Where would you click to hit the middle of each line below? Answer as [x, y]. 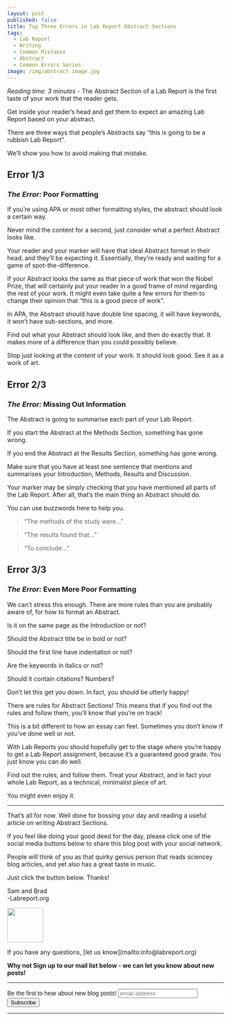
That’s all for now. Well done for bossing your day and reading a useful [107, 815]
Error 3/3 [27, 570]
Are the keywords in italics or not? [55, 665]
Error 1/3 [26, 174]
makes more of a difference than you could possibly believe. [93, 342]
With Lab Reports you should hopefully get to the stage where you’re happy [114, 746]
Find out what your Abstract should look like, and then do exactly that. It [109, 335]
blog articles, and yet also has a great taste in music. [81, 864]
